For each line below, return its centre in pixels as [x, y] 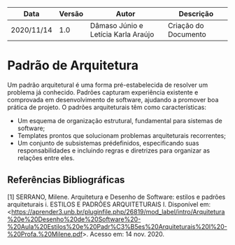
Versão [71, 14]
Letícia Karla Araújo [122, 34]
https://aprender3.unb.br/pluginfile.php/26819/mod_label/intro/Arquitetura [118, 211]
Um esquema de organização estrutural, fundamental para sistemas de [120, 120]
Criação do [186, 26]
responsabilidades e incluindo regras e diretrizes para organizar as [114, 150]
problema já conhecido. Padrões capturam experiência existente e [103, 92]
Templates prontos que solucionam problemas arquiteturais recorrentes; [121, 135]
